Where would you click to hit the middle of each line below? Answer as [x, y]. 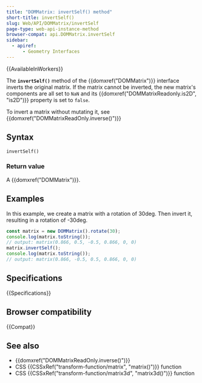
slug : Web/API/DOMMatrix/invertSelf [52, 23]
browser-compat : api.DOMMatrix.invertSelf [61, 35]
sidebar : [17, 40]
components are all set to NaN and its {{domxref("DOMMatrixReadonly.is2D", [102, 93]
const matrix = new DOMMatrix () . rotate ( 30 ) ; [63, 231]
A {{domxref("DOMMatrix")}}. [43, 179]
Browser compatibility [49, 312]
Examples [25, 199]
